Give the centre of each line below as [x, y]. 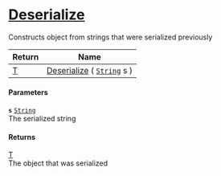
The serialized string [42, 119]
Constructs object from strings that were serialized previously [110, 37]
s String [22, 111]
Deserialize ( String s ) [90, 70]
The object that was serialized [58, 163]
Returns [22, 137]
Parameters [28, 92]
